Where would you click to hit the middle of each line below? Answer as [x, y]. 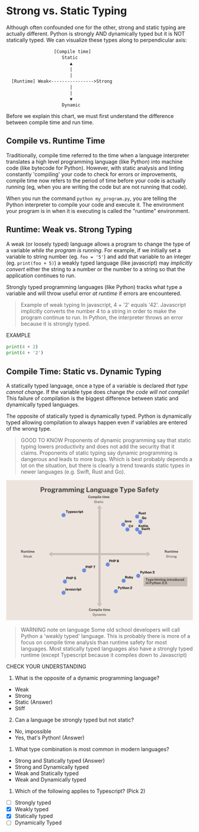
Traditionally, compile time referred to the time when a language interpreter [98, 155]
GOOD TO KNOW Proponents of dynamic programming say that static [106, 440]
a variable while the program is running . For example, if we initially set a [94, 250]
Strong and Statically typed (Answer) [60, 761]
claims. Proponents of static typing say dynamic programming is [99, 453]
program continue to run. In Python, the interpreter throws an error [102, 317]
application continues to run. [41, 275]
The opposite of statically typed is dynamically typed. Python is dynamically [99, 416]
